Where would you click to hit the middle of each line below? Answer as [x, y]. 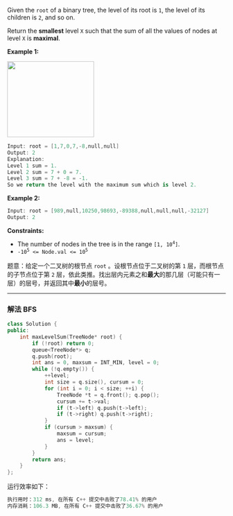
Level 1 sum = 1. [32, 166]
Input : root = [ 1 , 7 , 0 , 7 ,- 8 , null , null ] [63, 146]
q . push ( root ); [52, 356]
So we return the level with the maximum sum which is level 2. [102, 185]
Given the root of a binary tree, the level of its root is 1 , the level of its [106, 10]
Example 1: [23, 52]
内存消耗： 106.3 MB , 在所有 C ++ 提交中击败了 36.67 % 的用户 [85, 506]
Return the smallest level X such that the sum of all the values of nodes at [112, 31]
